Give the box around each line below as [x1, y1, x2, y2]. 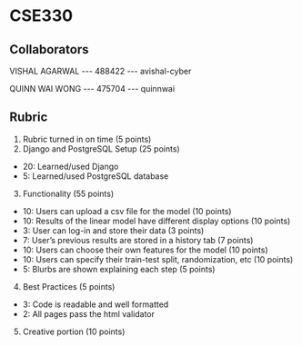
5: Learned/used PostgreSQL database [22, 170, 169, 182]
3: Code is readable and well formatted [22, 299, 169, 310]
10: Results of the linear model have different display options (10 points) [22, 215, 291, 226]
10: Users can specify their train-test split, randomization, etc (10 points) [22, 253, 294, 264]
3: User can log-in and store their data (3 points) [22, 224, 205, 236]
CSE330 [9, 5, 74, 26]
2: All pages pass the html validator [22, 308, 156, 319]
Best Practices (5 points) [22, 281, 116, 292]
